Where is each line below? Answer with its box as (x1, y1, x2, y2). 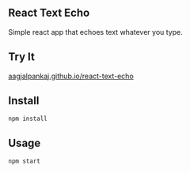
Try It (8, 51, 36, 64)
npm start (8, 157, 41, 165)
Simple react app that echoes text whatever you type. (8, 27, 184, 36)
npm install (8, 115, 47, 123)
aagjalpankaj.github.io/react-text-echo (8, 71, 135, 81)
